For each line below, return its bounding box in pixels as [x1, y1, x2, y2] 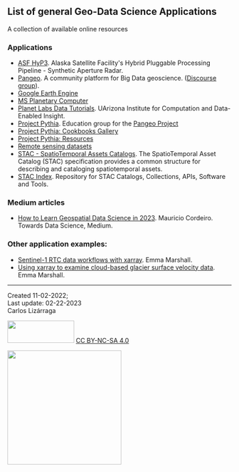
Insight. [43, 112, 65, 120]
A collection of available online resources [7, 24, 128, 33]
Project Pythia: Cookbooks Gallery [17, 127, 119, 135]
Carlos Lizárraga [7, 306, 56, 314]
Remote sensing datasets [17, 142, 92, 150]
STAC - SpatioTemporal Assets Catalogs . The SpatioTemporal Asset [17, 150, 216, 158]
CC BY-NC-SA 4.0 [75, 336, 129, 344]
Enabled [17, 112, 43, 120]
